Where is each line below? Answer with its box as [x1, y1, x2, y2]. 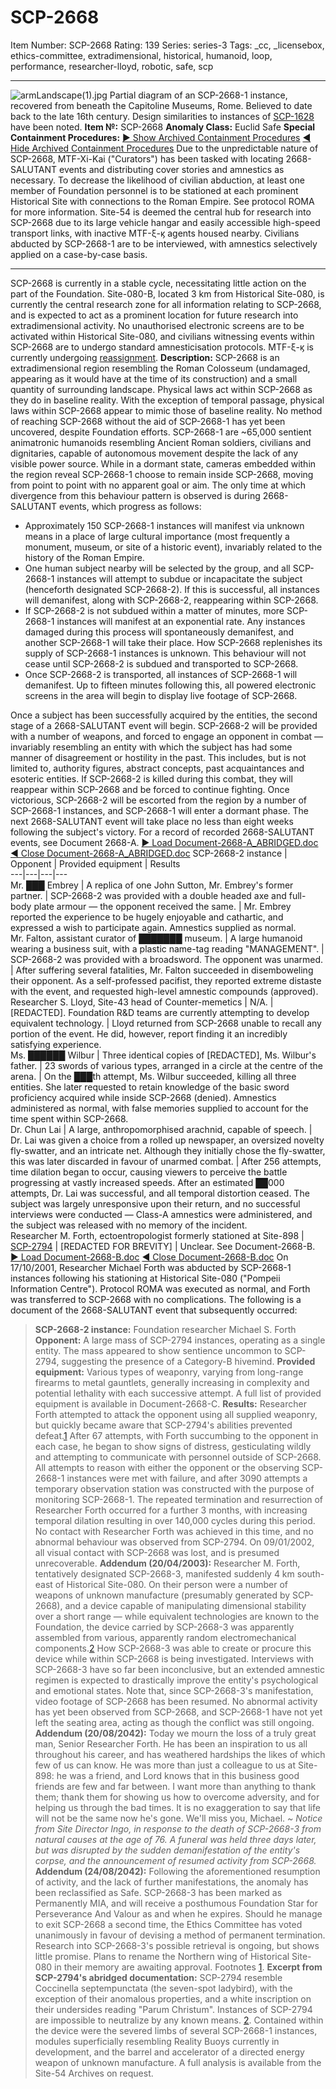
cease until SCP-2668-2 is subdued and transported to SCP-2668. [24, 657, 299, 670]
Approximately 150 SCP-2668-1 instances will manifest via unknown [24, 519, 305, 531]
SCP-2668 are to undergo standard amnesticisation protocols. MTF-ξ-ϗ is [10, 341, 314, 353]
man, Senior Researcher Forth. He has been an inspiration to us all [34, 1737, 308, 1750]
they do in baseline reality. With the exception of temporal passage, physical [10, 394, 325, 406]
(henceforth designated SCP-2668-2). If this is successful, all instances [24, 583, 320, 595]
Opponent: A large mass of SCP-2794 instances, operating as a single [34, 1334, 326, 1346]
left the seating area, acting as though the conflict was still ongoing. [34, 1716, 315, 1728]
